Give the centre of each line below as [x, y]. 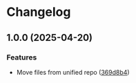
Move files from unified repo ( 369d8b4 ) [73, 72]
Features [22, 57]
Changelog [39, 12]
